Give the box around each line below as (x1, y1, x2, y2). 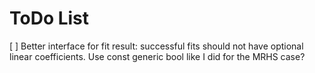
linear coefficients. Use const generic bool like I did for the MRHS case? (9, 50, 306, 62)
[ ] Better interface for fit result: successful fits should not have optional (9, 40, 304, 52)
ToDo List (9, 7, 90, 30)
